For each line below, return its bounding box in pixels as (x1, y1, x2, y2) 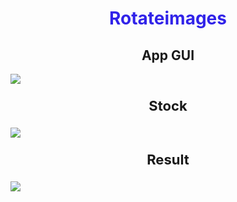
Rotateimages (109, 7, 227, 30)
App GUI (141, 47, 195, 64)
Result (146, 151, 190, 168)
